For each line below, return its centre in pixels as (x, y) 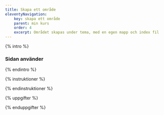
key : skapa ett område (37, 19)
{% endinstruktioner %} (29, 89)
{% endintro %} (21, 69)
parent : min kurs (32, 23)
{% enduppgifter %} (26, 108)
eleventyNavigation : (26, 14)
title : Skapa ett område (30, 10)
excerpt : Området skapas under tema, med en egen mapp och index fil (87, 32)
